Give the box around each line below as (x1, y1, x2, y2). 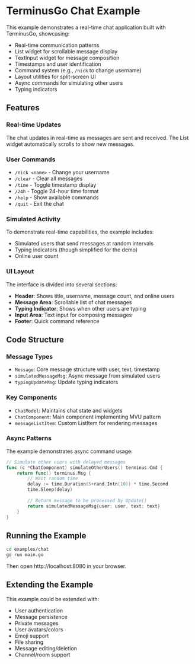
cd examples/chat (6, 547, 49, 553)
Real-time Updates (6, 120, 61, 129)
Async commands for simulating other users (14, 79, 123, 87)
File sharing (14, 639, 44, 646)
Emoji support (14, 632, 49, 639)
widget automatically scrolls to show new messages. (6, 141, 135, 148)
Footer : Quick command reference (14, 317, 100, 324)
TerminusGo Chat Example (6, 4, 140, 18)
